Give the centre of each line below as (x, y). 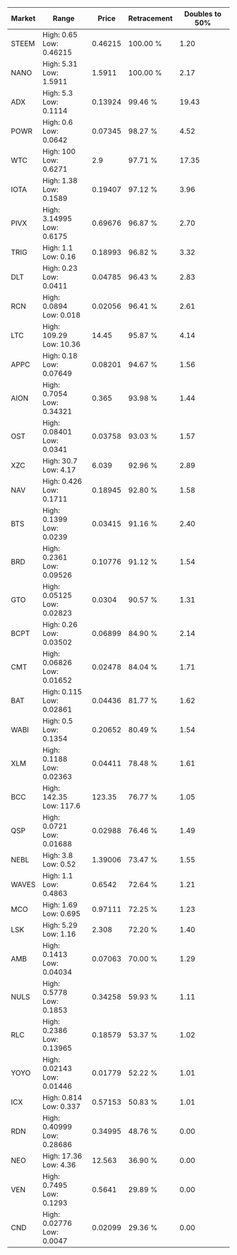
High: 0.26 (60, 624)
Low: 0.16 (59, 256)
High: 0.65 (60, 35)
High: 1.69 (60, 905)
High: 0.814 (62, 1098)
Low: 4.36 (59, 1165)
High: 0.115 (62, 692)
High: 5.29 (60, 925)
